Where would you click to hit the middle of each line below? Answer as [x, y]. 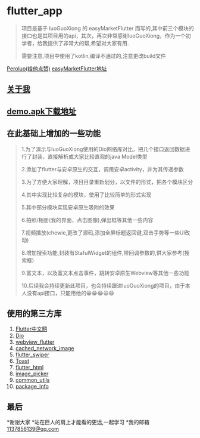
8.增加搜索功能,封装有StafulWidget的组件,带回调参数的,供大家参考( [103, 252]
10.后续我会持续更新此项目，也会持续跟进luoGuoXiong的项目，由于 [103, 285]
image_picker [32, 374]
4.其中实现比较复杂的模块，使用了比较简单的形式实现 [86, 195]
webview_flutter [35, 342]
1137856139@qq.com [33, 429]
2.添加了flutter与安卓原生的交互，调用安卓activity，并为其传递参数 [102, 169]
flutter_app [35, 11]
